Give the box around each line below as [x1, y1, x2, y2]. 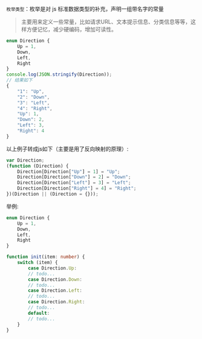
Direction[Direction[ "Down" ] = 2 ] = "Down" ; [17, 174, 131, 180]
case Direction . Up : [28, 265, 77, 271]
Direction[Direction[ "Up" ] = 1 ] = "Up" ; [17, 168, 120, 174]
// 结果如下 [6, 77, 33, 84]
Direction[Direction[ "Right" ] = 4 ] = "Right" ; [17, 185, 137, 192]
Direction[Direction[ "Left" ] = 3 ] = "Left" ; [17, 180, 131, 186]
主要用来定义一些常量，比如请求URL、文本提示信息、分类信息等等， [21, 18, 191, 25]
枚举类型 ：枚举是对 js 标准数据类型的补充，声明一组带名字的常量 [6, 5, 165, 12]
